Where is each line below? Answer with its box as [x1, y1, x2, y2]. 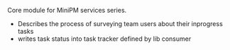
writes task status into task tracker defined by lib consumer [17, 35, 192, 43]
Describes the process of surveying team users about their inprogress [17, 20, 224, 27]
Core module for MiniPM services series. [7, 6, 127, 14]
